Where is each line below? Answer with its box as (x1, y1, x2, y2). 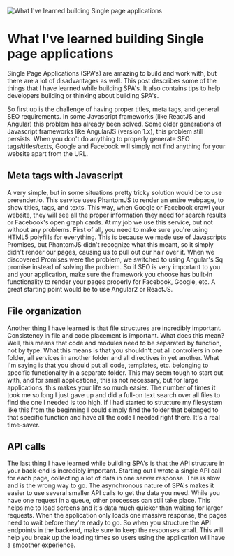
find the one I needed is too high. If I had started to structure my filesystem (7, 398, 223, 406)
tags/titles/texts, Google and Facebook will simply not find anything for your (7, 142, 226, 150)
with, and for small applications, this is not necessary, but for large (7, 376, 198, 384)
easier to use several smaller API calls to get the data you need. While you (7, 489, 220, 497)
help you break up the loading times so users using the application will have (7, 534, 226, 542)
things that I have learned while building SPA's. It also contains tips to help (7, 84, 221, 92)
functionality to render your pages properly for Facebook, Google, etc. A (7, 277, 216, 286)
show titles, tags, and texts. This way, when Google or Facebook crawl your (7, 203, 225, 211)
